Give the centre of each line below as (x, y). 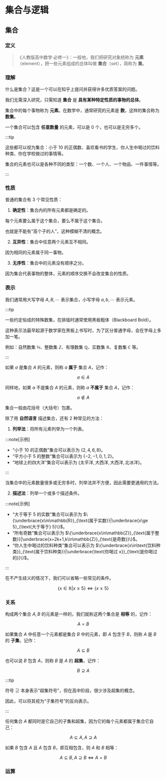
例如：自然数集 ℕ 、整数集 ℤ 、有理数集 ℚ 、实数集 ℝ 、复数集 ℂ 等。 (73, 347)
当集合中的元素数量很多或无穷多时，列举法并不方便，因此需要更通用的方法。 (83, 482)
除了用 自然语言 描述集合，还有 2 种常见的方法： (55, 418)
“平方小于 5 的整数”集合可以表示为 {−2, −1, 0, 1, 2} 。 (64, 456)
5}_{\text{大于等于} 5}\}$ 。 (40, 526)
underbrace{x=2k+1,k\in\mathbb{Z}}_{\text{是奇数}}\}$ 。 (82, 539)
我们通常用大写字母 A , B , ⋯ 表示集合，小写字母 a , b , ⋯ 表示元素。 (71, 299)
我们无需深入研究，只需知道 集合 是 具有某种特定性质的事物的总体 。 (74, 100)
